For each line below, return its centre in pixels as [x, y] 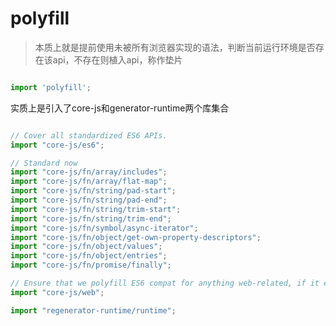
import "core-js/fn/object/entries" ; [89, 256]
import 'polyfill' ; [51, 87]
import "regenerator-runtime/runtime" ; [93, 310]
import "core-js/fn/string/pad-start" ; [93, 191]
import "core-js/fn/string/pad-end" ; [89, 200]
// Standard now [44, 163]
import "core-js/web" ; [57, 292]
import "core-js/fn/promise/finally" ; [91, 265]
